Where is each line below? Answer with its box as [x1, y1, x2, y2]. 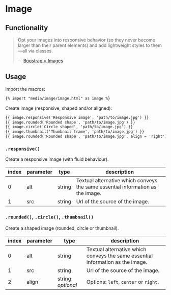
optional [57, 281, 77, 288]
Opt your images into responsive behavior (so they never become [17, 37, 155, 43]
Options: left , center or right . [86, 278, 159, 285]
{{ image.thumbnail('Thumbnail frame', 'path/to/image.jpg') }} [5, 129, 145, 134]
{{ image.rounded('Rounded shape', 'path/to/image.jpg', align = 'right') [5, 134, 167, 139]
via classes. [28, 48, 53, 54]
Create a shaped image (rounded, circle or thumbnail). [5, 225, 119, 231]
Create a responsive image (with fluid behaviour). [5, 156, 109, 162]
